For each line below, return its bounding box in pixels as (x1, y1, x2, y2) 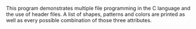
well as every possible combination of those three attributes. (6, 17, 152, 23)
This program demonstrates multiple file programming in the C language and (6, 5, 191, 11)
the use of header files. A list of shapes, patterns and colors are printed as (6, 11, 185, 18)
